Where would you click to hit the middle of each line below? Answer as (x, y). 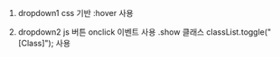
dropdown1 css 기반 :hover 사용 (75, 13)
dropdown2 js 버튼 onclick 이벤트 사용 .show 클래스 (111, 32)
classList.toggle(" (239, 32)
